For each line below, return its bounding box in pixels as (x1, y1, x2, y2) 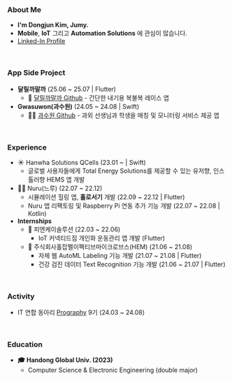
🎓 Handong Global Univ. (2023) (17, 356, 113, 364)
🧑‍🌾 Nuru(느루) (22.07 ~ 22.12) (17, 184, 103, 192)
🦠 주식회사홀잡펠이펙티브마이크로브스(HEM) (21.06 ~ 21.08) (27, 243, 193, 251)
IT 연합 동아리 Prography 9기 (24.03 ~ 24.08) (17, 308, 145, 317)
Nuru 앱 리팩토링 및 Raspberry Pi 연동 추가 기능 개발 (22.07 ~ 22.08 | (27, 201, 220, 210)
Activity (7, 292, 35, 301)
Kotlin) (27, 209, 47, 217)
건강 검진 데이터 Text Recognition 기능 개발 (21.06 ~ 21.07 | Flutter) (38, 260, 226, 268)
